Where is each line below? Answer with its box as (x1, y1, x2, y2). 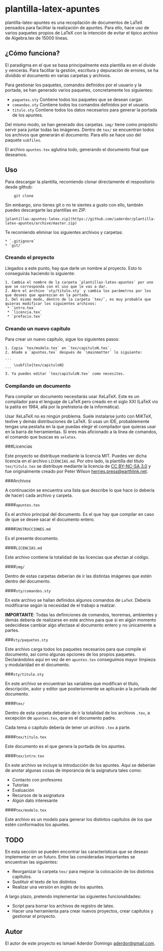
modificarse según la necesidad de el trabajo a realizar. (5, 603, 116, 609)
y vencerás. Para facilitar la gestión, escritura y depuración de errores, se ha (5, 67, 159, 73)
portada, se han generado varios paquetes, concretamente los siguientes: (5, 87, 153, 93)
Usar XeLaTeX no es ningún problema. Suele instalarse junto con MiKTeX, (5, 413, 153, 419)
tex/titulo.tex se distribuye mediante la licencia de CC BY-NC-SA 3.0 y (5, 463, 151, 469)
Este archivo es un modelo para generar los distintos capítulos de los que (5, 817, 152, 822)
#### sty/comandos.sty (5, 588, 51, 594)
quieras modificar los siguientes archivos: (5, 301, 97, 306)
